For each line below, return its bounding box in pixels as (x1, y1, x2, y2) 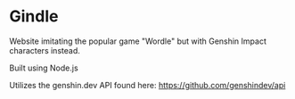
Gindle (9, 6, 59, 27)
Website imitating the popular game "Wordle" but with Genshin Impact (9, 36, 267, 46)
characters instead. (9, 45, 80, 55)
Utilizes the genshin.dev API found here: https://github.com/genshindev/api (9, 79, 286, 90)
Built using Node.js (9, 62, 78, 73)
